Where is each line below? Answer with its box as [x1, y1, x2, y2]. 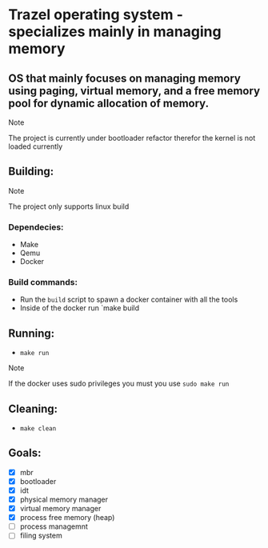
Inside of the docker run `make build [19, 303, 140, 313]
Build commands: [8, 277, 78, 288]
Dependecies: [8, 222, 64, 233]
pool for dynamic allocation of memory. [8, 96, 210, 110]
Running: [8, 326, 55, 340]
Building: [8, 165, 54, 178]
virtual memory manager [19, 504, 102, 514]
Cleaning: [8, 402, 58, 415]
